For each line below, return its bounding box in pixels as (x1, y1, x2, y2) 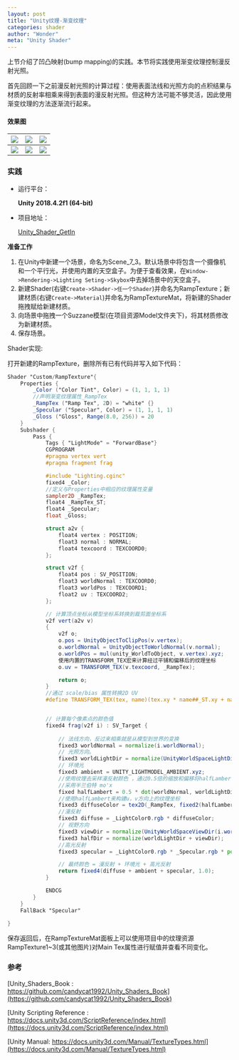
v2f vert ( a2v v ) (45, 617, 94, 624)
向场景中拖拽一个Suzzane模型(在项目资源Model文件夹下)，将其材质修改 (17, 311, 229, 320)
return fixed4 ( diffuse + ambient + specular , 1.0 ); (58, 867, 215, 875)
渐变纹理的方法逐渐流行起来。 (7, 99, 95, 108)
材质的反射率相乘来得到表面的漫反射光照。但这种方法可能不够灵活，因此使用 (7, 91, 232, 99)
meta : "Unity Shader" (7, 37, 72, 44)
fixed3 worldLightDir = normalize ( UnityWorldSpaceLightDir (58, 755, 237, 763)
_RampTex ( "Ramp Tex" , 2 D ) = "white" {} (33, 400, 154, 407)
